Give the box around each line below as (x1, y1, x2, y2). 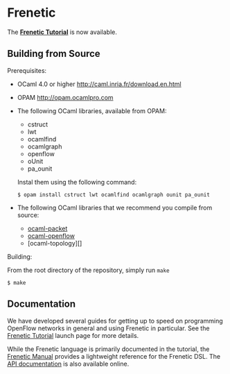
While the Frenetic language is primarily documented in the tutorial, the (7, 345, 210, 353)
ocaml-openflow (27, 231, 75, 240)
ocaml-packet (27, 224, 68, 232)
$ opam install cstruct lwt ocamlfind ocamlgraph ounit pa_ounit (17, 191, 210, 198)
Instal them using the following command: (17, 178, 137, 186)
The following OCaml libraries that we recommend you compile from (17, 203, 213, 212)
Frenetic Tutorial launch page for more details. (7, 331, 139, 339)
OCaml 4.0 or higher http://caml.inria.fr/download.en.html (17, 80, 182, 88)
